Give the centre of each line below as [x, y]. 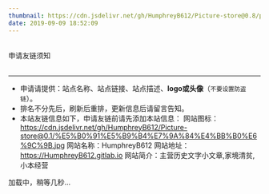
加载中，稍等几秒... [40, 182]
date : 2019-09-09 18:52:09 [53, 23]
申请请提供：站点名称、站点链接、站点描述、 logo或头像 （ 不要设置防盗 [133, 88]
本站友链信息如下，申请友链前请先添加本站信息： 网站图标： [119, 118]
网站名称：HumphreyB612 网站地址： [128, 145]
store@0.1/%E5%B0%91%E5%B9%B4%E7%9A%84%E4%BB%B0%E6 [139, 136]
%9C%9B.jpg [42, 145]
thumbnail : [26, 16]
